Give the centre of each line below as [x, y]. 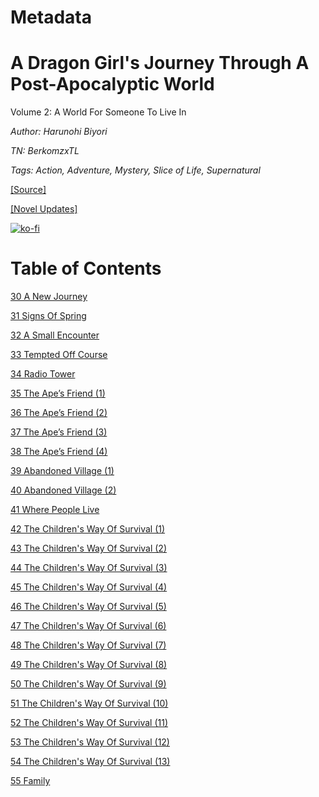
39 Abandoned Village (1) [62, 471]
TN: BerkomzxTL [45, 151]
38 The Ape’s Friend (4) [59, 452]
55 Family [30, 781]
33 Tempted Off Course [59, 355]
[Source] [28, 190]
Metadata [51, 17]
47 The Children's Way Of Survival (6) [88, 626]
